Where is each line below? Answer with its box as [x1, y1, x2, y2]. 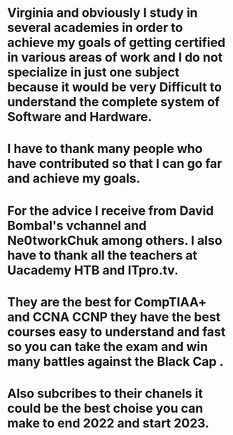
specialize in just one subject [7, 64, 180, 80]
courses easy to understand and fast [7, 324, 226, 340]
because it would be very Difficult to [7, 79, 223, 95]
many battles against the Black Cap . [7, 353, 224, 369]
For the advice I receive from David [7, 203, 214, 218]
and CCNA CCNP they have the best [7, 309, 221, 325]
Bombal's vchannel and [7, 217, 147, 234]
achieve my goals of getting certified [7, 35, 226, 50]
